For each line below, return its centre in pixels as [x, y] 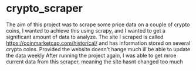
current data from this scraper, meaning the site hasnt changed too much [94, 61]
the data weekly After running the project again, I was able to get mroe [91, 55]
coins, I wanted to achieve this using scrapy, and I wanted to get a [86, 30]
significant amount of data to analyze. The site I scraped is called [85, 37]
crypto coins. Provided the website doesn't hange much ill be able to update [98, 49]
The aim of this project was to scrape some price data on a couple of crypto [98, 24]
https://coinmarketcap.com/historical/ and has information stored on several [98, 43]
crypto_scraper [45, 8]
